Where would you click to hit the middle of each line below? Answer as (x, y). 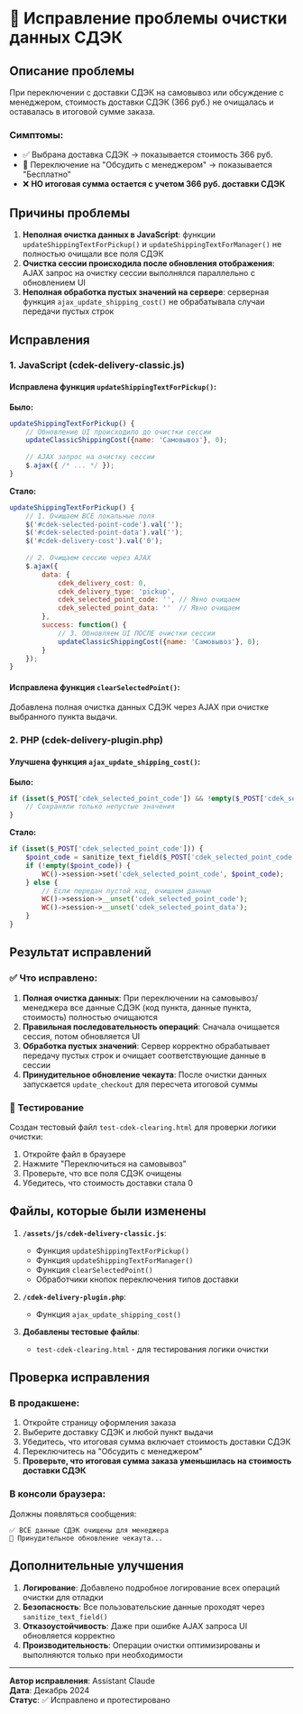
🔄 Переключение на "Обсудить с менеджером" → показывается (147, 165)
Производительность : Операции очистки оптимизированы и (141, 1645)
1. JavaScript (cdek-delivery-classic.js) (97, 365)
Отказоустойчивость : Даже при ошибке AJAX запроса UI (135, 1626)
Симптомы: (37, 134)
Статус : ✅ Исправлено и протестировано (90, 1700)
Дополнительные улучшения (97, 1566)
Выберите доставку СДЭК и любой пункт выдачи (118, 1433)
